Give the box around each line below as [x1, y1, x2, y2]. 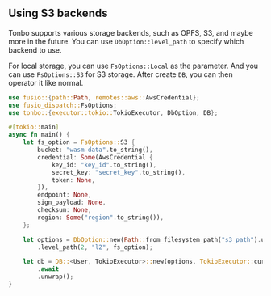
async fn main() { [8, 131, 70, 139]
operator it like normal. [8, 78, 84, 87]
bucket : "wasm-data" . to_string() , [37, 146, 153, 154]
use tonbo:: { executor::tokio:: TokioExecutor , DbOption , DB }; [8, 108, 219, 116]
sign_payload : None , [37, 198, 106, 207]
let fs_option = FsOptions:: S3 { [23, 138, 135, 146]
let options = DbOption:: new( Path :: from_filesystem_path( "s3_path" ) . [23, 235, 262, 243]
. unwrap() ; [37, 273, 74, 281]
